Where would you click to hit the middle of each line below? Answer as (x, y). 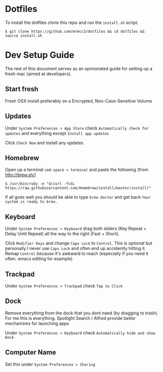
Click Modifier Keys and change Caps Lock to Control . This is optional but (79, 243)
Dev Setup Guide (40, 55)
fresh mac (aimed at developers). (38, 74)
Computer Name (31, 352)
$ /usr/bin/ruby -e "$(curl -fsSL (40, 184)
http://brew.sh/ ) (21, 175)
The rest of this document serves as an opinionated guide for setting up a (79, 68)
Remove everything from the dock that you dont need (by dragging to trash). (82, 313)
